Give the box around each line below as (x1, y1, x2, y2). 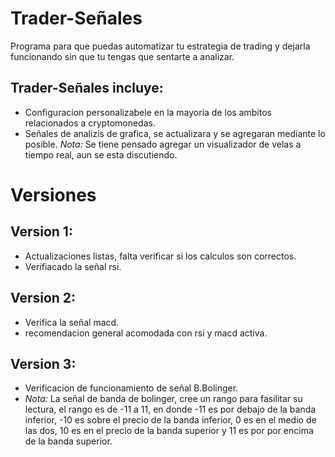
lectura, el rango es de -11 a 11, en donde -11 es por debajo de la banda (24, 403, 317, 416)
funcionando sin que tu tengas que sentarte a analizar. (10, 50, 235, 62)
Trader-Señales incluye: (10, 80, 164, 97)
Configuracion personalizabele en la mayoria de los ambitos (24, 106, 272, 118)
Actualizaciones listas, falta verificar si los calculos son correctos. (24, 250, 297, 262)
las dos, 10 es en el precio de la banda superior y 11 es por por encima (24, 425, 314, 437)
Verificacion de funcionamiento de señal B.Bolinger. (24, 382, 239, 394)
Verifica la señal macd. (24, 316, 120, 328)
